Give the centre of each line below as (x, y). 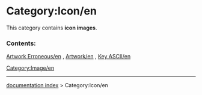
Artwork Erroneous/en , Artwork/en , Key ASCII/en (69, 57)
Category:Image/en (30, 68)
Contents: (21, 43)
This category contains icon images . (52, 28)
